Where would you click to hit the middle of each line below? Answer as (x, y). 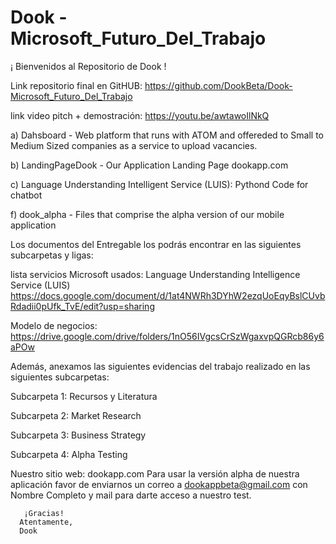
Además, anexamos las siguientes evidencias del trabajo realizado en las (160, 366)
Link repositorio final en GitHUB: (76, 85)
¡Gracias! (44, 513)
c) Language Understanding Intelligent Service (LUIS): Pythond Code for (159, 184)
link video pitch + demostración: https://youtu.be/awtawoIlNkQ (140, 115)
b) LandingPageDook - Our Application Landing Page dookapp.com (149, 165)
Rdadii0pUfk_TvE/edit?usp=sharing (82, 306)
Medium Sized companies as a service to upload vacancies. (134, 145)
